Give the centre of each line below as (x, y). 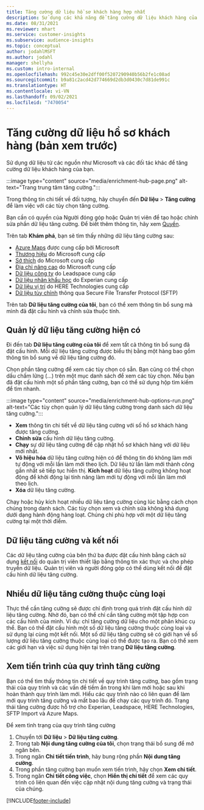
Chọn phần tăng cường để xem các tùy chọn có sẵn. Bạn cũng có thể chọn (100, 370)
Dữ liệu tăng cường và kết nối (62, 541)
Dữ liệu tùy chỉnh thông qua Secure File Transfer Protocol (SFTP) (97, 292)
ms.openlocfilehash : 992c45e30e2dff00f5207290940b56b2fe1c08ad (88, 74)
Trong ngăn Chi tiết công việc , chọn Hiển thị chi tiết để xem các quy (102, 776)
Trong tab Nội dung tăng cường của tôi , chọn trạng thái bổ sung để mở (104, 743)
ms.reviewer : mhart (31, 29)
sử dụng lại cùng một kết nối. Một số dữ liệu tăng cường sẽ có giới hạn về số (102, 634)
